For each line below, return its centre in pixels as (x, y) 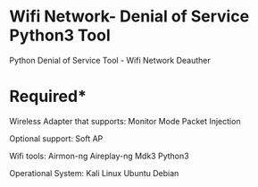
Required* (48, 97)
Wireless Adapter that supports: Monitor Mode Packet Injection (125, 121)
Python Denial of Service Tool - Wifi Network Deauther (110, 60)
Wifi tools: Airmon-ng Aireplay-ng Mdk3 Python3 (99, 156)
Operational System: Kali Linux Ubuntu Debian (94, 173)
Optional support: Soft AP (56, 138)
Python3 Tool (60, 35)
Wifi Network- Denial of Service (129, 17)
